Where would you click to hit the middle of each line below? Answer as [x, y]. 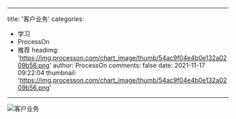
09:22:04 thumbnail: [47, 73]
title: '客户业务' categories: [46, 19]
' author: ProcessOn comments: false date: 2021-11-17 [127, 65]
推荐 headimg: [38, 50]
